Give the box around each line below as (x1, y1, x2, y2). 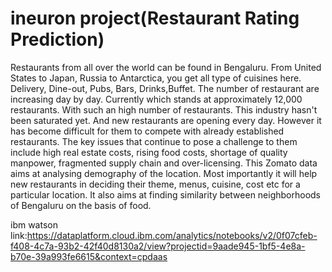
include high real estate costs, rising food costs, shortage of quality (10, 146, 288, 158)
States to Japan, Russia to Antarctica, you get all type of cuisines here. (10, 72, 302, 84)
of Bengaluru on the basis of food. (10, 199, 152, 211)
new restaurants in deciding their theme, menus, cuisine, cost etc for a (10, 178, 301, 190)
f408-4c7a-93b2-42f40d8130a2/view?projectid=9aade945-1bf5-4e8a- (10, 240, 306, 252)
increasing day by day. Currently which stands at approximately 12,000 (10, 93, 303, 105)
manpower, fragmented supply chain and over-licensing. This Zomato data (10, 157, 318, 169)
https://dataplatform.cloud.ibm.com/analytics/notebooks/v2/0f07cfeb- (26, 229, 318, 241)
